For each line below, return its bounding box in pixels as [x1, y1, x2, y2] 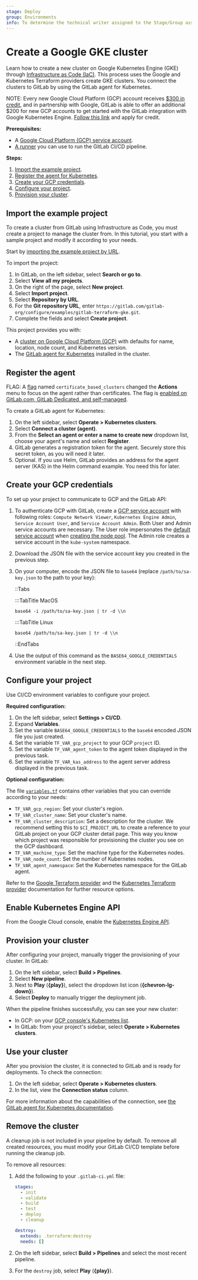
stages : [14, 1184, 34, 1190]
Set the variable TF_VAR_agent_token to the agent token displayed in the [14, 745, 187, 752]
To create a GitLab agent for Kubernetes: [6, 407, 105, 414]
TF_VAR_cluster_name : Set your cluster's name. [14, 811, 127, 818]
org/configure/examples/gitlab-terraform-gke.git [14, 310, 140, 316]
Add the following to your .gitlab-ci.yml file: [14, 1172, 125, 1179]
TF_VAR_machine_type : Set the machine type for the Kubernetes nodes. [14, 849, 184, 856]
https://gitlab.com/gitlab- [96, 303, 165, 309]
